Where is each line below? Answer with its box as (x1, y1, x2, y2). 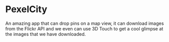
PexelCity (5, 4, 48, 15)
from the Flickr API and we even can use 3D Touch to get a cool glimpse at (5, 25, 163, 31)
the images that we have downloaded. (5, 31, 86, 37)
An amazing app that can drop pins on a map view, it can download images (5, 20, 164, 26)
